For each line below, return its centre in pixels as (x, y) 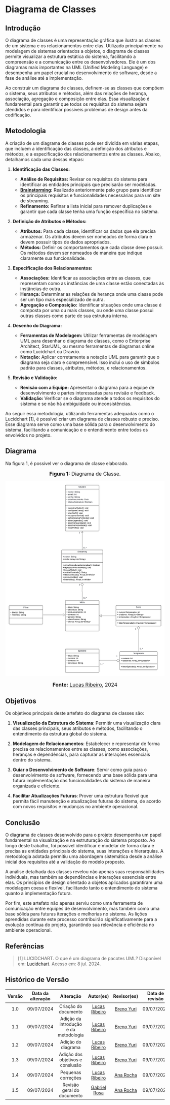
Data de (156, 993)
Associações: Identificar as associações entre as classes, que (85, 278)
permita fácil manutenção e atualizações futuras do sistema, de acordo (87, 801)
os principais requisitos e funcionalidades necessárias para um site (90, 195)
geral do (71, 1090)
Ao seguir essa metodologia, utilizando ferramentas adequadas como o (80, 413)
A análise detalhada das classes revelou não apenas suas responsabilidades (85, 872)
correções (71, 1078)
